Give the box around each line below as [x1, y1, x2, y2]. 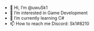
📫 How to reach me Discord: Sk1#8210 [9, 21, 90, 27]
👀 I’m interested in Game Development [9, 10, 88, 16]
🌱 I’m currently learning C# [9, 15, 64, 21]
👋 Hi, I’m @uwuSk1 [9, 5, 48, 10]
